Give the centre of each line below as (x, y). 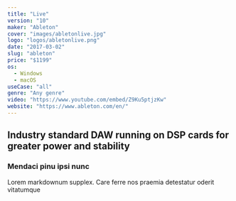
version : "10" (28, 21)
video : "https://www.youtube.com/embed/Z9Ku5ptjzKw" (87, 100)
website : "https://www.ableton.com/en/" (68, 107)
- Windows (28, 73)
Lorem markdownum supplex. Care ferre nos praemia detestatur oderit (111, 182)
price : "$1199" (30, 60)
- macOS (25, 80)
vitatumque (24, 190)
